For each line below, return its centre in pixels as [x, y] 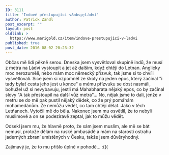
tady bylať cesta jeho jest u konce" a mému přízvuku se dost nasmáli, [78, 84]
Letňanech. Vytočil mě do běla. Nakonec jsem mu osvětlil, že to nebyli [79, 111]
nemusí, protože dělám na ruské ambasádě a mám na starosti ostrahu [78, 131]
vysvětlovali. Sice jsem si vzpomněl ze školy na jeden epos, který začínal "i [84, 78]
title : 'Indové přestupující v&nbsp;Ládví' [52, 15]
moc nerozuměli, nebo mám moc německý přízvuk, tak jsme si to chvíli [79, 73]
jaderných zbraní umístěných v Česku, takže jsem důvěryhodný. [73, 137]
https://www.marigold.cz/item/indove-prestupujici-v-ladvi [74, 39]
